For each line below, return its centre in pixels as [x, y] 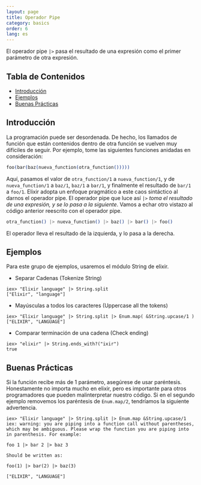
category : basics [28, 23]
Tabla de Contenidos [46, 77]
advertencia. [22, 408]
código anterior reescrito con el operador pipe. [64, 210]
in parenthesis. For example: [44, 435]
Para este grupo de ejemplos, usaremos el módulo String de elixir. [88, 267]
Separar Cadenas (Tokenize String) [58, 278]
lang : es [17, 34]
